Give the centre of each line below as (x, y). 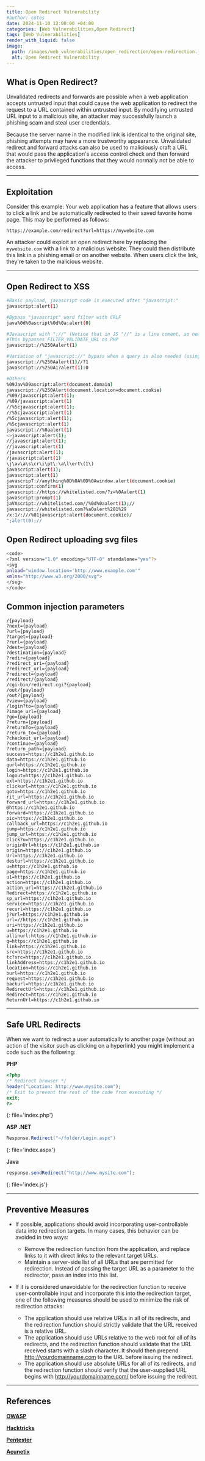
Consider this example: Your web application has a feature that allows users (102, 207)
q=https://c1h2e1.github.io (42, 941)
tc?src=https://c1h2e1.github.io (49, 957)
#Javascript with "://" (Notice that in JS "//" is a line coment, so (98, 334)
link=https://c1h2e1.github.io (46, 947)
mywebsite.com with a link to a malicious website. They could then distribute (101, 248)
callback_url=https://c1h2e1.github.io (57, 824)
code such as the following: (41, 1052)
